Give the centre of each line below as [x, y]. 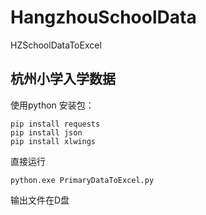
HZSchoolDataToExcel [56, 45]
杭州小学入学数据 [63, 79]
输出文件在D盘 [40, 200]
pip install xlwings [53, 141]
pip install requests [55, 124]
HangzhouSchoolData [103, 17]
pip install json [46, 132]
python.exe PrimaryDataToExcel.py [82, 180]
